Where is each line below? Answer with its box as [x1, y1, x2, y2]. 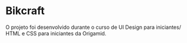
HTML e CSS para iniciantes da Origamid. [5, 29, 107, 37]
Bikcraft [5, 4, 45, 18]
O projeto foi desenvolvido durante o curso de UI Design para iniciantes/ [5, 24, 181, 31]
